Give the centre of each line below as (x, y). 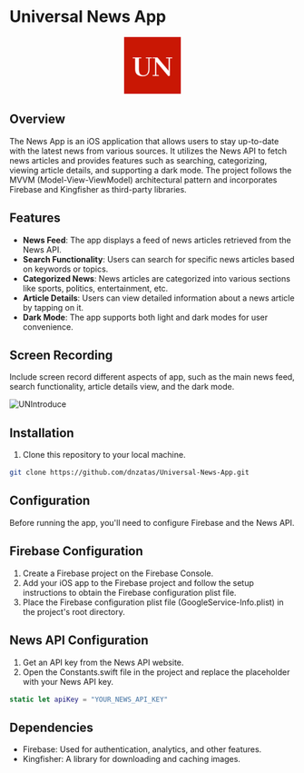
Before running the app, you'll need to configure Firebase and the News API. (152, 522)
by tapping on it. (53, 307)
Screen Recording (61, 355)
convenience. (48, 327)
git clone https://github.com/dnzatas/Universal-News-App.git (129, 473)
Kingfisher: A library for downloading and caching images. (131, 759)
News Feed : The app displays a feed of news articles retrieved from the (157, 240)
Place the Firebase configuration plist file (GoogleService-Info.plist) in (153, 602)
